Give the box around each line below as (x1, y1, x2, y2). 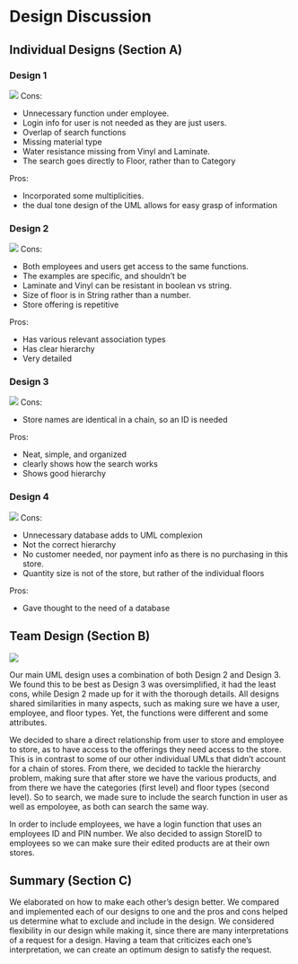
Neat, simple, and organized (22, 449, 127, 460)
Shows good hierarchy (22, 469, 106, 479)
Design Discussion (9, 6, 152, 27)
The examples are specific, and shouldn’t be (22, 271, 187, 282)
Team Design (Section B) (9, 628, 151, 644)
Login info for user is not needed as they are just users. (22, 117, 227, 127)
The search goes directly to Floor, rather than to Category (22, 155, 236, 166)
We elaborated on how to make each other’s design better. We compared (9, 897, 280, 907)
